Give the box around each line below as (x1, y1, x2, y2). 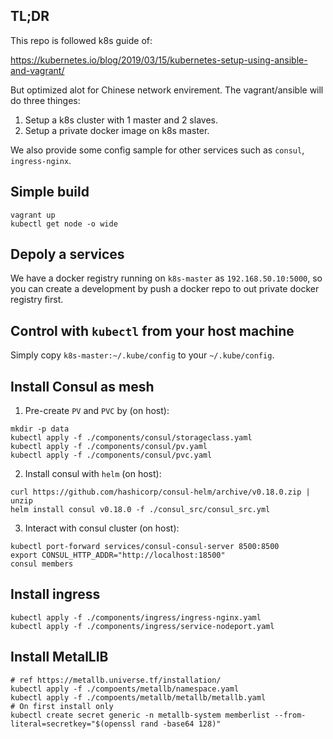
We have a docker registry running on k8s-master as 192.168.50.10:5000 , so (10, 272, 323, 284)
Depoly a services (10, 246, 125, 263)
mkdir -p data (10, 424, 70, 434)
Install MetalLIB (10, 649, 109, 666)
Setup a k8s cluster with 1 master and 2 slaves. (24, 114, 218, 126)
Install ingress (10, 586, 101, 603)
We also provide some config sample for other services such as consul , (10, 144, 305, 156)
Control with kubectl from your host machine (10, 322, 295, 339)
